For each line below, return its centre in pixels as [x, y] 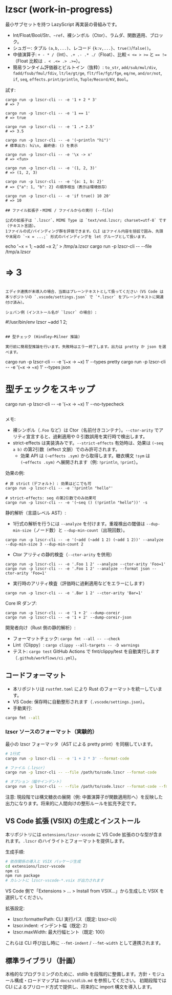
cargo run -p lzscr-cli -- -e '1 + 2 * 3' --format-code [67, 758]
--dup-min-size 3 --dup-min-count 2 [44, 544]
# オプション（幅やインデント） [34, 782]
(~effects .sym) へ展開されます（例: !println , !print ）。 [80, 462]
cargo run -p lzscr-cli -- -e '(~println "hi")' [58, 140]
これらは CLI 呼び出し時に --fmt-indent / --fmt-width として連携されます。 [84, 943]
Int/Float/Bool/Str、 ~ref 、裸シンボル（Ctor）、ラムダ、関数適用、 [81, 35]
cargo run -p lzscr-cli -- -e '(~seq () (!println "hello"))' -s [76, 502]
